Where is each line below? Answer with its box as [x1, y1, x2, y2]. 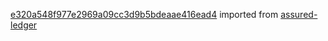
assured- [280, 9, 318, 20]
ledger [10, 19, 38, 31]
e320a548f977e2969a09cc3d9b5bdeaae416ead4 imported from [10, 9, 279, 20]
